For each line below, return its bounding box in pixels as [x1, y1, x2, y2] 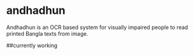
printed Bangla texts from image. [6, 30, 88, 37]
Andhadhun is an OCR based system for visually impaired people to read [6, 24, 189, 31]
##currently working [6, 42, 58, 49]
